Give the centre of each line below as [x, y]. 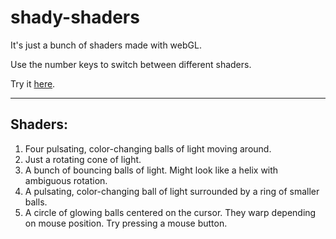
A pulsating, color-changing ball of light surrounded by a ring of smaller [172, 191]
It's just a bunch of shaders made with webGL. [106, 45]
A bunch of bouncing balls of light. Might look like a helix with [151, 170]
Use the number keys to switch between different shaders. [131, 64]
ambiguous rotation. [66, 180]
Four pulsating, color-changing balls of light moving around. [148, 148]
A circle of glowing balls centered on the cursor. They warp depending [170, 212]
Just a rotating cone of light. [83, 159]
